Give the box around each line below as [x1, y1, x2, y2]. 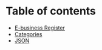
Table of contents [5, 4, 97, 18]
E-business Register [14, 24, 65, 31]
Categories [14, 30, 42, 37]
